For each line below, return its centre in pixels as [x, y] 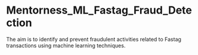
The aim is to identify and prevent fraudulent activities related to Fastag [94, 39]
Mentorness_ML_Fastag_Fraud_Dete [99, 10]
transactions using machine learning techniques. [66, 46]
